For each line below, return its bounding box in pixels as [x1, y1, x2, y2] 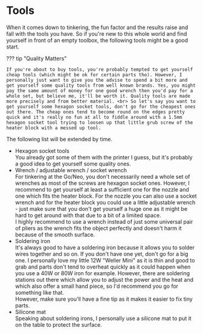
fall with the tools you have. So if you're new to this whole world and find [6, 30, 187, 37]
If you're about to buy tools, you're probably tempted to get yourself [6, 66, 193, 73]
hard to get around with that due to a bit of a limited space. [14, 212, 161, 219]
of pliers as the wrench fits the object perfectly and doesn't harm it [14, 224, 182, 232]
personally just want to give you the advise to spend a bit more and [6, 77, 188, 83]
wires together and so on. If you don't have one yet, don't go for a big [14, 250, 188, 258]
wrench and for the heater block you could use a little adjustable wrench [14, 198, 196, 206]
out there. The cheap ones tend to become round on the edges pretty [6, 109, 185, 115]
